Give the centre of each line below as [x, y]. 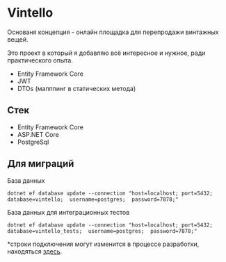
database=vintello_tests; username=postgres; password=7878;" [102, 231]
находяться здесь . [35, 251]
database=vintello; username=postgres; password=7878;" [93, 199]
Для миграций [41, 164]
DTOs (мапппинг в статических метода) [76, 88]
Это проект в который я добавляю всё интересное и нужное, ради [106, 53]
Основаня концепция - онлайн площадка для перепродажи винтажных [113, 32]
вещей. [18, 39]
